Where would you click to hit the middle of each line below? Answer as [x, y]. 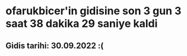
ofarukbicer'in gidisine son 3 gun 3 [93, 11]
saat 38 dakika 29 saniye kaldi [82, 24]
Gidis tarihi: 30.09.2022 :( [55, 46]
